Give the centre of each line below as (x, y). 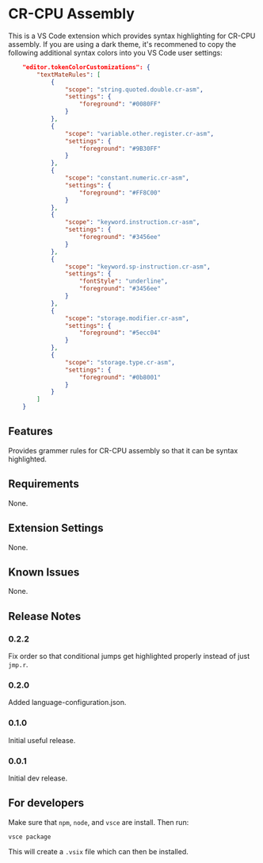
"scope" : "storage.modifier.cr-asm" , (127, 318)
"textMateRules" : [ (69, 75)
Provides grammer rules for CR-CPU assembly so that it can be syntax (123, 450)
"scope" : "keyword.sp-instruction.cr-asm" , (138, 267)
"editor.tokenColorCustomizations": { (86, 67)
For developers (46, 803)
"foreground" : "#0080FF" (120, 104)
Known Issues (44, 572)
